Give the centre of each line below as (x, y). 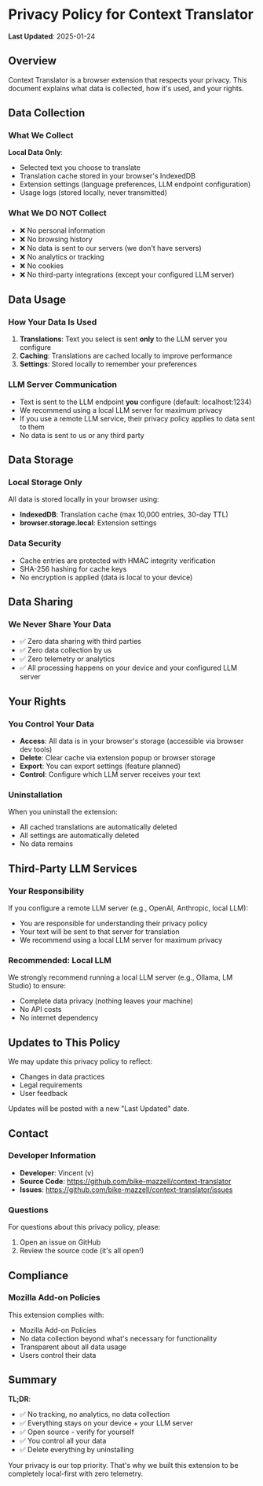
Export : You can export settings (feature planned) (100, 766)
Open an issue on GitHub (60, 1242)
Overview (33, 61)
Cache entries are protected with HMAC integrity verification (117, 561)
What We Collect (41, 135)
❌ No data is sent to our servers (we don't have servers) (110, 248)
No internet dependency (59, 1018)
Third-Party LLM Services (73, 868)
